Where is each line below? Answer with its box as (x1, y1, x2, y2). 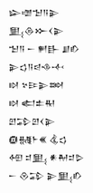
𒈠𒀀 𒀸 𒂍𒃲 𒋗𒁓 (8, 43, 80, 53)
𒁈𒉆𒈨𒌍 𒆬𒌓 (8, 134, 68, 144)
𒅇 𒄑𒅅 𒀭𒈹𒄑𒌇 (8, 152, 85, 162)
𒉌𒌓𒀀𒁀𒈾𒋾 (8, 62, 65, 72)
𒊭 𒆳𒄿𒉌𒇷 (8, 80, 65, 90)
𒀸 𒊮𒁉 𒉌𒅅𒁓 (8, 170, 83, 180)
